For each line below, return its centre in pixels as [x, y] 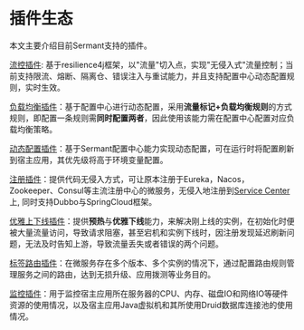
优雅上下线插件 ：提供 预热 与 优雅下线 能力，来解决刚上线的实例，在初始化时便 [152, 221]
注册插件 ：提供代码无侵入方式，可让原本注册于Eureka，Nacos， [129, 179]
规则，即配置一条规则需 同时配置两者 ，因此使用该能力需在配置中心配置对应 [148, 118]
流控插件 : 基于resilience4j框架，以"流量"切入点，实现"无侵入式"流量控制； [147, 64]
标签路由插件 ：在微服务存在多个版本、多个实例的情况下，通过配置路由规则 [148, 263]
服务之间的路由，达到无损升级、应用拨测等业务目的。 [116, 274]
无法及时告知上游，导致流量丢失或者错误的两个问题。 [124, 243]
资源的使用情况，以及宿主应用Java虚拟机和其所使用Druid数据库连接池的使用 [151, 305]
